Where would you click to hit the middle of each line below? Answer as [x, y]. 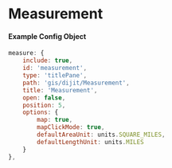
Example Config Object [47, 36]
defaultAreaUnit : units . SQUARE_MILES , [101, 135]
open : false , [44, 98]
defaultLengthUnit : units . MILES [91, 142]
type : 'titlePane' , [55, 76]
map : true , [55, 120]
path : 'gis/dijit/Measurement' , [76, 83]
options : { [41, 112]
